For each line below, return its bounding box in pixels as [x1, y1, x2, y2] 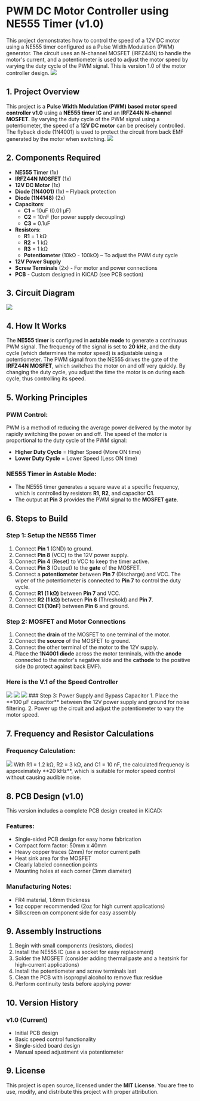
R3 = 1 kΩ [23, 245, 48, 252]
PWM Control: [6, 410, 48, 419]
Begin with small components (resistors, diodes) [14, 942, 134, 949]
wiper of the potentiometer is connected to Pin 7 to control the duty [14, 577, 181, 584]
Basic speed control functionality [14, 1036, 97, 1043]
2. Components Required [6, 153, 101, 163]
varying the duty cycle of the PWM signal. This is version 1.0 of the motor [6, 62, 186, 70]
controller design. [6, 69, 50, 76]
